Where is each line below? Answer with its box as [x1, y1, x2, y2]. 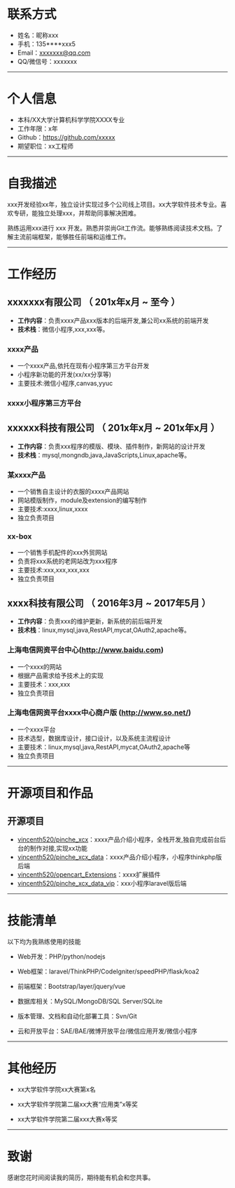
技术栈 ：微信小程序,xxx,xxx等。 [17, 325, 109, 333]
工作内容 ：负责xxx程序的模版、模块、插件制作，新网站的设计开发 [17, 442, 206, 450]
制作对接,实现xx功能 [29, 844, 88, 852]
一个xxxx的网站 [17, 662, 62, 670]
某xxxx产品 [7, 470, 46, 480]
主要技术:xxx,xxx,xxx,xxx [17, 566, 90, 574]
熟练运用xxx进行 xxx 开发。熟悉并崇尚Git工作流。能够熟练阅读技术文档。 [7, 224, 217, 232]
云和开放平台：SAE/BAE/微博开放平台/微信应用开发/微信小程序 [17, 1027, 198, 1035]
